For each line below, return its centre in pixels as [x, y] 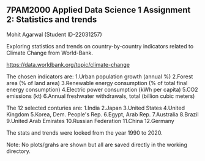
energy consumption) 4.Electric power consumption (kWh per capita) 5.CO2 [102, 89]
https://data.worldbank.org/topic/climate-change [68, 64]
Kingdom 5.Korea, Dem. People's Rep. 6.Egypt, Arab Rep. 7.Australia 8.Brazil [102, 114]
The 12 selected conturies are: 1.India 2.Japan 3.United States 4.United [96, 108]
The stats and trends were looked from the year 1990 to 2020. [85, 133]
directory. [18, 151]
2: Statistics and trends [52, 20]
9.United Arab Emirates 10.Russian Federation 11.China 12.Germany [90, 121]
